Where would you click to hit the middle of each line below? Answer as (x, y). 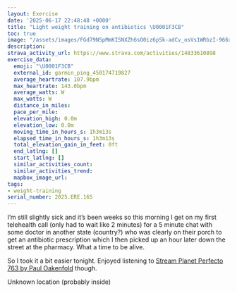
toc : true (22, 33)
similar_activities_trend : (53, 171)
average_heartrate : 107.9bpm (56, 79)
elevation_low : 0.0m (44, 125)
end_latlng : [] (36, 151)
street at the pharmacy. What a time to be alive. (76, 247)
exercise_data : (30, 60)
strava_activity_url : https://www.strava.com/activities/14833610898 (112, 54)
